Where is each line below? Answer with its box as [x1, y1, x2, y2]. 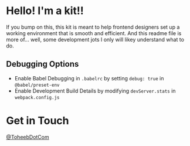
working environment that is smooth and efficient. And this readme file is [6, 29, 182, 36]
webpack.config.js [14, 94, 60, 100]
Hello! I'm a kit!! [6, 4, 84, 18]
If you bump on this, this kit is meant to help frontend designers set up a [6, 23, 180, 30]
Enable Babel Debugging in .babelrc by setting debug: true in [14, 74, 164, 82]
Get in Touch [6, 114, 69, 127]
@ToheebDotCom [6, 133, 49, 140]
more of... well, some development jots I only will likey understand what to [6, 36, 185, 43]
